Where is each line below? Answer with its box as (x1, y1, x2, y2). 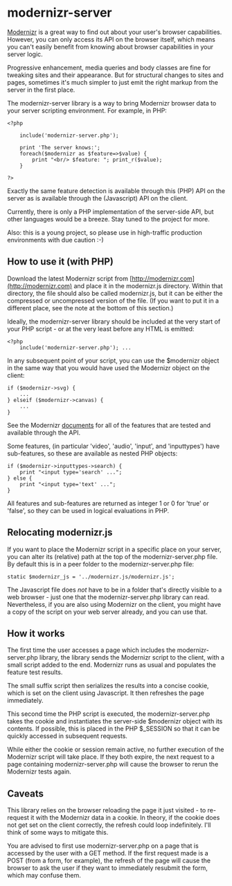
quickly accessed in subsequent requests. (7, 732, 128, 740)
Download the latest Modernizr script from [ (7, 274, 133, 283)
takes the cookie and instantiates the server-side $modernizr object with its (7, 717, 223, 726)
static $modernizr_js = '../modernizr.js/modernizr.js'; (7, 573, 175, 580)
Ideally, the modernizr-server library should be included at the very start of (7, 317, 221, 326)
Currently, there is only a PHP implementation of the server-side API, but (7, 207, 214, 216)
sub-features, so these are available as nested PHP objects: (7, 449, 178, 458)
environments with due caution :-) (7, 235, 104, 244)
